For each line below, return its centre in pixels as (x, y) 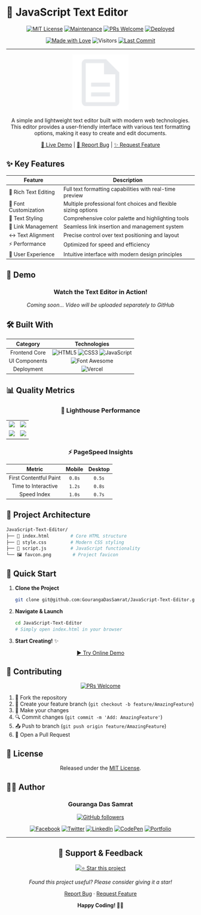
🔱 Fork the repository (41, 698)
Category (28, 344)
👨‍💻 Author (26, 787)
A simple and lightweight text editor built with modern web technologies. (100, 120)
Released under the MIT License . (100, 768)
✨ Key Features (35, 164)
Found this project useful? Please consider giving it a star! (100, 882)
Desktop (99, 469)
